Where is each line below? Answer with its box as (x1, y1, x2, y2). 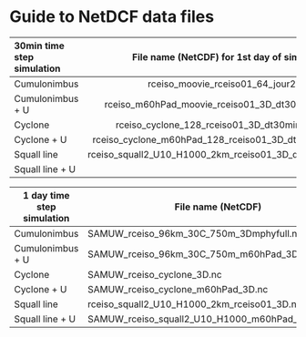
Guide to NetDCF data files (9, 6, 215, 27)
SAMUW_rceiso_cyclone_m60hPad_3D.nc (87, 282, 269, 295)
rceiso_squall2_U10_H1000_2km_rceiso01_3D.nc (87, 298, 302, 311)
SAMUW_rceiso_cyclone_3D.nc (87, 268, 222, 281)
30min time (14, 39, 66, 52)
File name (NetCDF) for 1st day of (131, 50, 282, 63)
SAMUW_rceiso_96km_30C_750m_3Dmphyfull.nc (87, 227, 303, 240)
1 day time (22, 189, 70, 201)
